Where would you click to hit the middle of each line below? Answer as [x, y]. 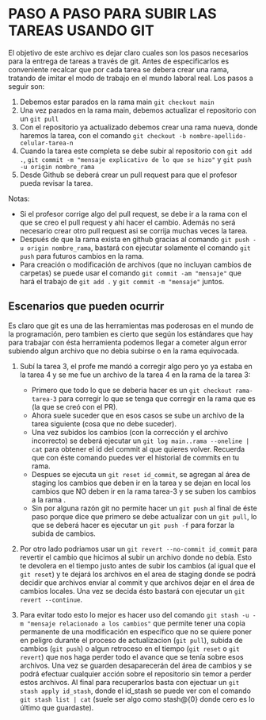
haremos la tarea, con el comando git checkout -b [103, 135]
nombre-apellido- [218, 136]
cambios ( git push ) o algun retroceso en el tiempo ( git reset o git [129, 649]
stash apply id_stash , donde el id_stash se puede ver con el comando [135, 691]
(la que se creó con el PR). [75, 406]
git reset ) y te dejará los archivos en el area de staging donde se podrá [137, 574]
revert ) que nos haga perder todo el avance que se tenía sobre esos [131, 656]
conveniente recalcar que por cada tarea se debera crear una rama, [119, 69]
